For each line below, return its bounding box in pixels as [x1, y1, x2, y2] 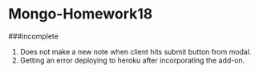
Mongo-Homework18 [8, 5, 153, 23]
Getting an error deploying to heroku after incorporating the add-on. [19, 55, 245, 65]
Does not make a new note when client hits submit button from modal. [19, 47, 252, 56]
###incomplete [8, 31, 59, 41]
